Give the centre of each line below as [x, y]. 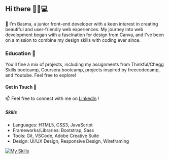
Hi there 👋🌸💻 [27, 9]
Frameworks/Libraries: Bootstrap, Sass [53, 130]
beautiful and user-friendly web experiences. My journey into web [74, 29]
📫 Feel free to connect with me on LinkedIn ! [52, 98]
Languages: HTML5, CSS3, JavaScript [53, 125]
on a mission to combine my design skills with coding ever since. [73, 40]
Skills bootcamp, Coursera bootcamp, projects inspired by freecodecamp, [82, 70]
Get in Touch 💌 [21, 87]
